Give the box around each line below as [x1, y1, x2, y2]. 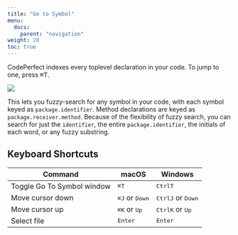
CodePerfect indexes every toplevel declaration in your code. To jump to [7, 63, 220, 71]
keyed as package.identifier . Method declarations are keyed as [7, 105, 195, 114]
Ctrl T [156, 182, 174, 190]
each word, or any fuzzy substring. [7, 128, 110, 136]
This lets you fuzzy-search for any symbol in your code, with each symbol [7, 97, 225, 106]
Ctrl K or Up [156, 204, 192, 214]
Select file [11, 216, 45, 226]
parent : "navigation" [20, 30, 84, 38]
